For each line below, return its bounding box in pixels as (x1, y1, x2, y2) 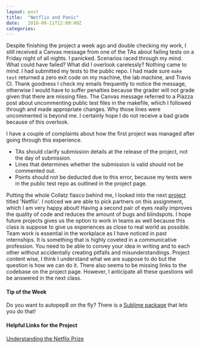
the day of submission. (14, 154, 72, 162)
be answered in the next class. (6, 274, 82, 282)
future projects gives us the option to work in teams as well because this (6, 217, 185, 224)
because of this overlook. (6, 118, 69, 126)
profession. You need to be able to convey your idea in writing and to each (6, 242, 190, 250)
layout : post (6, 8, 39, 15)
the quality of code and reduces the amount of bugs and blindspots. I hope (6, 211, 191, 218)
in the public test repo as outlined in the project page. (14, 180, 148, 187)
